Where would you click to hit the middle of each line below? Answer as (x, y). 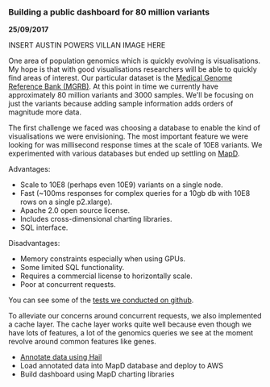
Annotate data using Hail (61, 357)
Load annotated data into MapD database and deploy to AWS (122, 366)
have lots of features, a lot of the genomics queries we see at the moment (131, 333)
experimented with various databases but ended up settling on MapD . (124, 154)
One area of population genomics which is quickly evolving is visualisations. (134, 61)
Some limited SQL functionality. (72, 268)
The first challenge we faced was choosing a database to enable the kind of (134, 128)
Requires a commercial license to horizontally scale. (106, 276)
